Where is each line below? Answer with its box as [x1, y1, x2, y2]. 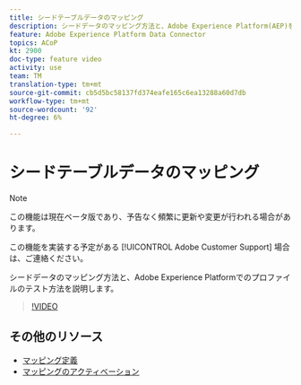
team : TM [9, 72, 42, 81]
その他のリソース [9, 329, 103, 345]
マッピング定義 [21, 354, 78, 365]
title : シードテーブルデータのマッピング [9, 13, 144, 22]
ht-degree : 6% [9, 113, 63, 122]
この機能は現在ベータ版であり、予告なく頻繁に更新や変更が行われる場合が [9, 212, 284, 223]
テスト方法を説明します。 [24, 284, 119, 294]
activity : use [9, 64, 63, 73]
